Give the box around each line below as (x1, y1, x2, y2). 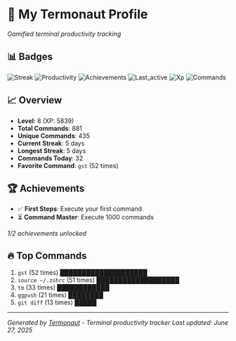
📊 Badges (7, 51, 53, 63)
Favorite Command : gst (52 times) (17, 161, 119, 169)
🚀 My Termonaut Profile (7, 6, 148, 22)
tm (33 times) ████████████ (17, 283, 110, 292)
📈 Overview (7, 94, 63, 106)
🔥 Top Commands (7, 250, 87, 262)
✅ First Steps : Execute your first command (17, 205, 143, 213)
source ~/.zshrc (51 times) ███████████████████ (17, 276, 180, 284)
